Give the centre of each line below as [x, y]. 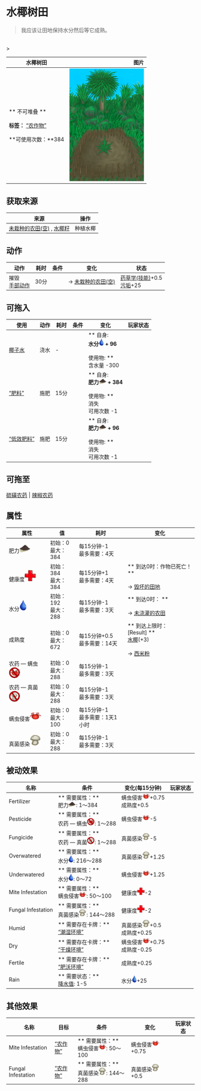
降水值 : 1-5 [72, 984]
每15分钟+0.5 [96, 636]
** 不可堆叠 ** [28, 112]
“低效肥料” [22, 438]
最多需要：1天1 [98, 717]
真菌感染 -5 [139, 838]
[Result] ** [141, 632]
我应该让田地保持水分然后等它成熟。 [66, 30]
